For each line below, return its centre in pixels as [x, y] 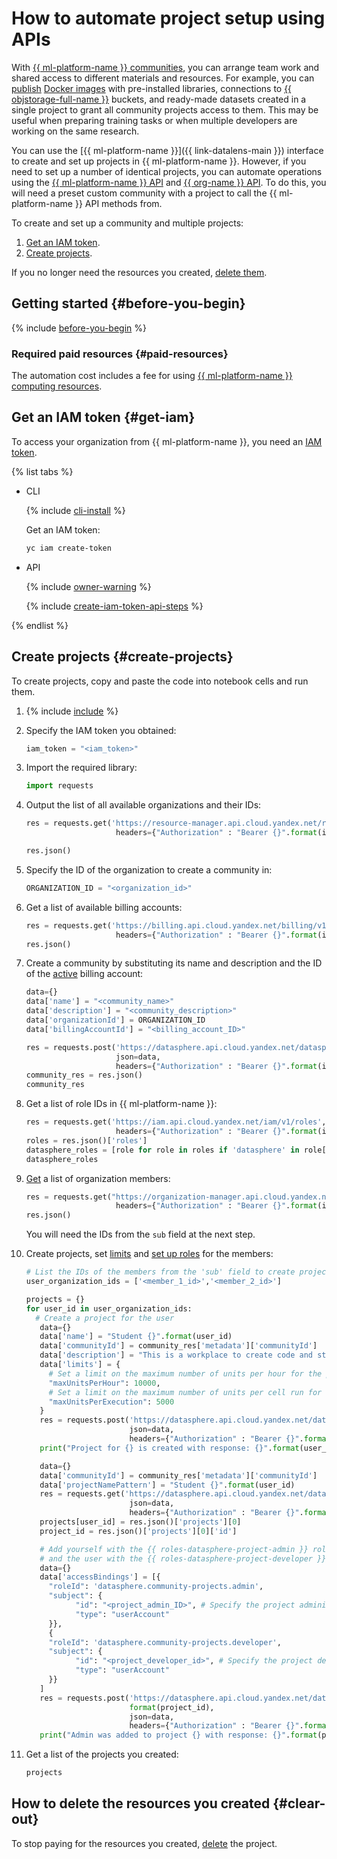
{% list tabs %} [42, 471]
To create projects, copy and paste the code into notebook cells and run [160, 681]
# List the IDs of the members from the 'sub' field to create [160, 1272]
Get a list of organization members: [98, 1178]
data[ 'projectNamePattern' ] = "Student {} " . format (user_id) [167, 1485]
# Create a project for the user [105, 1318]
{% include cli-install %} [75, 510]
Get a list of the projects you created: [102, 1754]
